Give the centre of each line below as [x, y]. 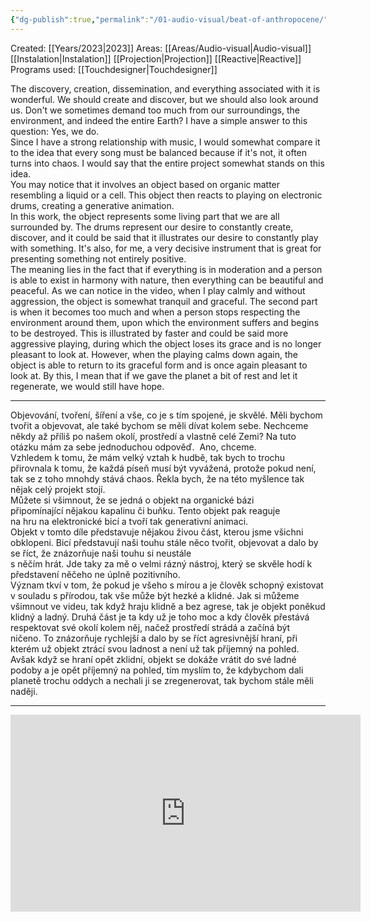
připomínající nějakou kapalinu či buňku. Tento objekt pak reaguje [145, 510]
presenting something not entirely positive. [98, 258]
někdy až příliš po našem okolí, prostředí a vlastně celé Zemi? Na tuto [153, 436]
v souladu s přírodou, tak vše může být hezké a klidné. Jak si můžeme [155, 595]
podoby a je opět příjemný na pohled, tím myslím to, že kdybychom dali [157, 670]
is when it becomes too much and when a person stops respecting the [155, 312]
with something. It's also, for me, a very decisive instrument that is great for [166, 248]
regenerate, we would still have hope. [87, 386]
